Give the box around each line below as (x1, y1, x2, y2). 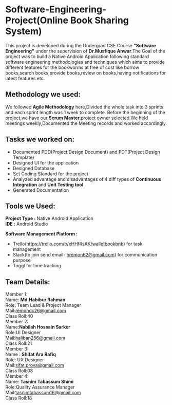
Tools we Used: (5, 201, 55, 210)
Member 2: (5, 319, 29, 325)
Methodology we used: (5, 90, 81, 99)
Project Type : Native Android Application (5, 215, 93, 222)
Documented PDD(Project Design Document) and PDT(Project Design (12, 149, 160, 155)
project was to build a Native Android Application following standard (5, 53, 149, 60)
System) (5, 26, 42, 37)
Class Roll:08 (5, 367, 33, 374)
